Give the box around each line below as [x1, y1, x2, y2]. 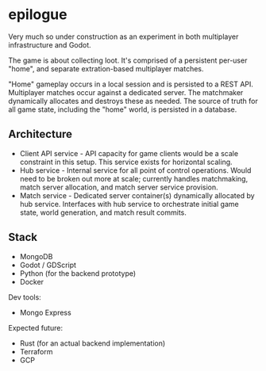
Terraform [19, 346, 53, 356]
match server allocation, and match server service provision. [19, 182, 218, 192]
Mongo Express [19, 308, 71, 317]
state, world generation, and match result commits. [19, 208, 187, 217]
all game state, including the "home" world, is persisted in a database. [8, 105, 237, 114]
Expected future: [8, 323, 64, 332]
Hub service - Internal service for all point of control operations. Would [19, 165, 252, 175]
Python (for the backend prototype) [19, 268, 137, 278]
